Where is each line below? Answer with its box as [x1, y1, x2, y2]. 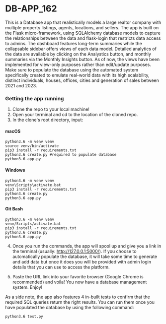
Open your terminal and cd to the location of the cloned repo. [12, 112, 138, 118]
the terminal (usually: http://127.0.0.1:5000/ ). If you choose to [12, 248, 137, 254]
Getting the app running [5, 95, 64, 102]
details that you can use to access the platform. [12, 264, 110, 270]
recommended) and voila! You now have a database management [12, 279, 147, 285]
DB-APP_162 [5, 3, 57, 14]
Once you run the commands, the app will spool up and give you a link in [12, 243, 162, 249]
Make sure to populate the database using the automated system [5, 66, 138, 72]
